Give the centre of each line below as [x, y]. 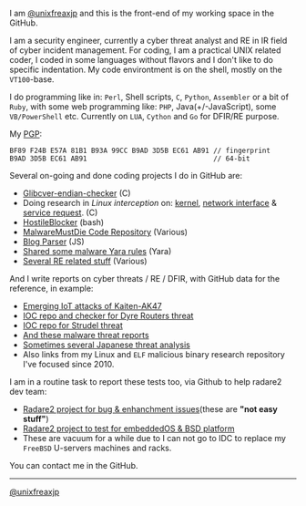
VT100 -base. [32, 79]
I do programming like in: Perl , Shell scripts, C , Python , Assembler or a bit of [149, 97]
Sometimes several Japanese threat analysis [107, 345]
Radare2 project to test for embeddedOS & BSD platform [128, 429]
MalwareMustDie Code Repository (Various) [105, 232]
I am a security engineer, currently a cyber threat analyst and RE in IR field [148, 41]
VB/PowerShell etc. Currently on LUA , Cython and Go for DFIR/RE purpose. [144, 116]
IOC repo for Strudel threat [72, 325]
